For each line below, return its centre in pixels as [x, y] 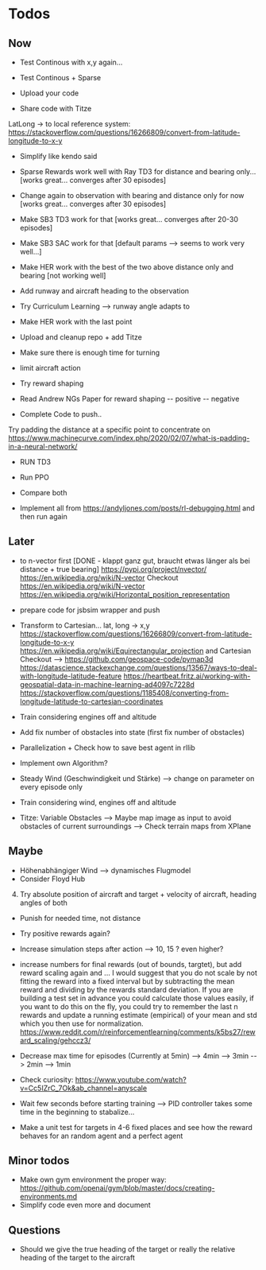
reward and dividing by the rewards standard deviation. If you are [126, 989]
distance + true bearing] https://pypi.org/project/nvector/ [113, 569]
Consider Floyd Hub [52, 879]
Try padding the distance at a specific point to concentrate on [109, 429]
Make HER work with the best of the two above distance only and [127, 267]
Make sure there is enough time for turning [90, 352]
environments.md [48, 1197]
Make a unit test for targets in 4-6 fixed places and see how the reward [136, 1127]
